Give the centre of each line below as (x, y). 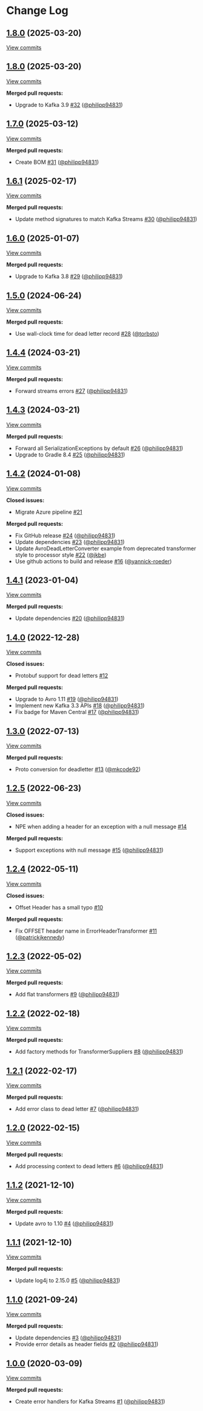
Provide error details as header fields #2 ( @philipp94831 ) (87, 1344)
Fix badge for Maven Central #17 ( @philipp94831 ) (77, 712)
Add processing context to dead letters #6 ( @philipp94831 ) (89, 1166)
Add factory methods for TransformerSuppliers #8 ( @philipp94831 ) (99, 1052)
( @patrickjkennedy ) (40, 937)
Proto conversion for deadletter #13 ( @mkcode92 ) (78, 769)
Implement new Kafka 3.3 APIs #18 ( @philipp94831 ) (80, 705)
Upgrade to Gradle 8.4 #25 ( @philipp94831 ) (70, 454)
